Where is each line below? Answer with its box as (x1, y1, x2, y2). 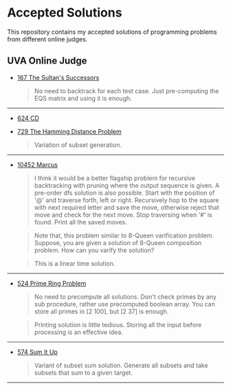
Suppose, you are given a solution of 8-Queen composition (34, 238, 202, 246)
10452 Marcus (16, 160, 58, 168)
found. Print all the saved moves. (34, 217, 127, 226)
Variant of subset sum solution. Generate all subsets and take (34, 361, 208, 369)
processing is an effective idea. (34, 328, 124, 336)
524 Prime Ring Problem (16, 279, 87, 287)
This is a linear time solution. (34, 259, 115, 267)
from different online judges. (7, 35, 88, 43)
